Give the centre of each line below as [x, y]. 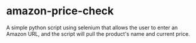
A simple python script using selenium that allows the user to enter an [92, 27]
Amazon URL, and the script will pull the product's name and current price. [98, 33]
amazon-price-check [60, 11]
